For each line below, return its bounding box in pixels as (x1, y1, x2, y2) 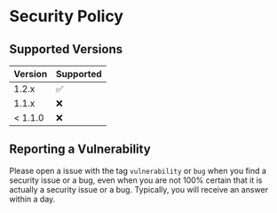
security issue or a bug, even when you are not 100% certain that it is (9, 175, 263, 185)
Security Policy (9, 6, 124, 27)
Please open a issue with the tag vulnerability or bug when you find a (9, 165, 266, 176)
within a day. (9, 193, 56, 204)
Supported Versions (9, 42, 123, 57)
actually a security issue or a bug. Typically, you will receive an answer (9, 184, 269, 194)
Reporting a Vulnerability (9, 142, 151, 157)
